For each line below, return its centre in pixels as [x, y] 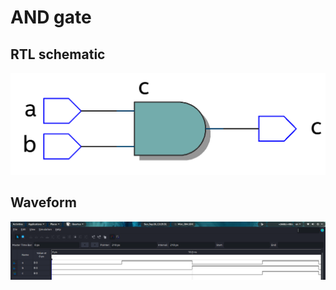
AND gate [51, 17]
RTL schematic [58, 54]
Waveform [43, 202]
